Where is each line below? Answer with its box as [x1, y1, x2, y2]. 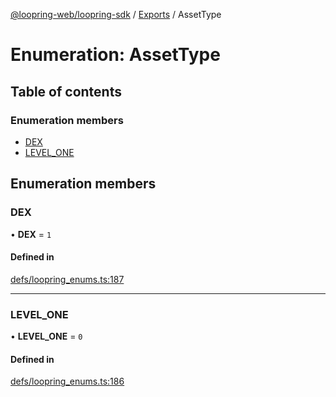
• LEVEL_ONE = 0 [10, 330, 83, 343]
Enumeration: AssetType [10, 44, 221, 66]
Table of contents [10, 83, 122, 100]
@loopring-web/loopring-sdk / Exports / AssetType [10, 9, 222, 20]
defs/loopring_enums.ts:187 [10, 273, 125, 285]
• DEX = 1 [10, 228, 52, 240]
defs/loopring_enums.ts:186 [10, 375, 125, 388]
